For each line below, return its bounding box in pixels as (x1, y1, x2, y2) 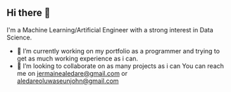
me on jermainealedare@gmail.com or (16, 69, 128, 77)
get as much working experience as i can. (16, 54, 139, 63)
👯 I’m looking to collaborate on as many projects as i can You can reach (16, 61, 225, 70)
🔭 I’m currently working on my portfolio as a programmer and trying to (16, 46, 220, 55)
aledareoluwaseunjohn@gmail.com (16, 77, 119, 85)
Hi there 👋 (6, 7, 51, 19)
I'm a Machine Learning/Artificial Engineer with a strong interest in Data (6, 25, 214, 34)
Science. (6, 33, 32, 41)
